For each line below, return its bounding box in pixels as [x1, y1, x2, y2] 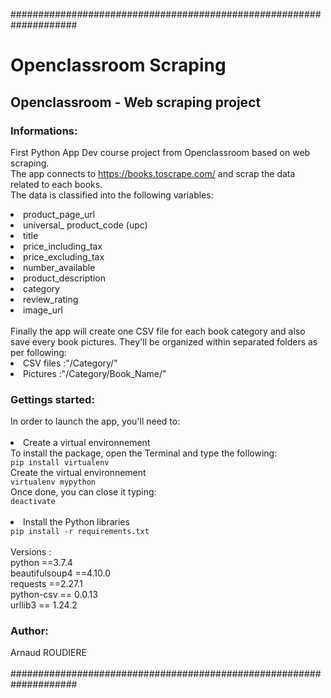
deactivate [10, 497, 56, 507]
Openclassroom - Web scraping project [10, 94, 262, 111]
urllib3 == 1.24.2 [10, 599, 78, 611]
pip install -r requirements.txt [10, 527, 150, 537]
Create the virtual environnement [10, 467, 147, 479]
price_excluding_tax [23, 250, 105, 263]
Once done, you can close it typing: [10, 486, 157, 498]
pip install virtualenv [10, 458, 110, 468]
